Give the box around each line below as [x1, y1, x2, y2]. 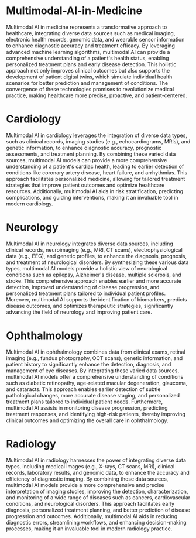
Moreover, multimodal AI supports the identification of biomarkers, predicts [6, 296, 187, 303]
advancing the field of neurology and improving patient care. [6, 309, 152, 316]
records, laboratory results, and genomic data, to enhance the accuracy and [6, 469, 190, 476]
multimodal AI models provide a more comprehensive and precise [6, 481, 165, 488]
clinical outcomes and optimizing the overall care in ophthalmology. [6, 417, 169, 424]
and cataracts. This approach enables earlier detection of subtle [6, 385, 161, 393]
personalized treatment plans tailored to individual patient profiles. [6, 290, 166, 297]
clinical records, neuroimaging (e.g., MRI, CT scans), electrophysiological [6, 246, 183, 253]
